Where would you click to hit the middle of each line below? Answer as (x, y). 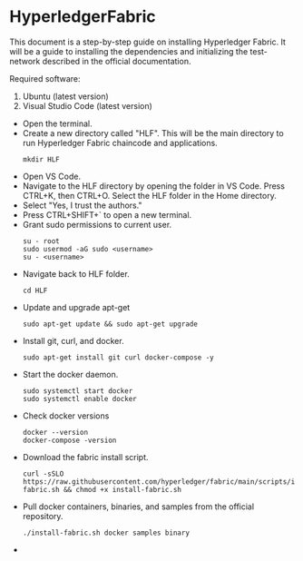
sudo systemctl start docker (78, 391)
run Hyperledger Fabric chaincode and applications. (120, 143)
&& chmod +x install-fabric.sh (122, 489)
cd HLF (35, 290)
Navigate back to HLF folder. (76, 273)
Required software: (45, 78)
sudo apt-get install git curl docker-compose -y (118, 357)
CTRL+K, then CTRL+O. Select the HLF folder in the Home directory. (149, 195)
